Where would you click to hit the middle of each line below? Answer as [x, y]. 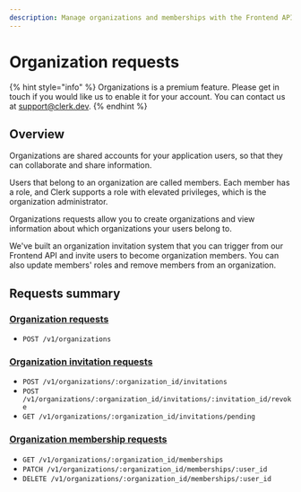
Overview [37, 134]
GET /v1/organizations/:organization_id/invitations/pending [139, 417]
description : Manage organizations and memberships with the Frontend [144, 18]
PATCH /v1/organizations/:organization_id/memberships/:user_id [145, 469]
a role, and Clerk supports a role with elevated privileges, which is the [138, 192]
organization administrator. [59, 202]
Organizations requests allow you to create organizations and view [132, 219]
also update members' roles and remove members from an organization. [142, 265]
